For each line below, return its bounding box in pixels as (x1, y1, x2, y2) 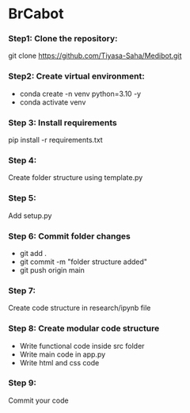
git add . (19, 248, 47, 258)
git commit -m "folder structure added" (19, 257, 148, 266)
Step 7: (8, 285, 36, 296)
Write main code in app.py (19, 350, 106, 359)
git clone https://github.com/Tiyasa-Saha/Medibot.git (8, 51, 182, 60)
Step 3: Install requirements (8, 117, 117, 128)
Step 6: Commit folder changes (8, 231, 131, 242)
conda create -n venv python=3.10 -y (19, 89, 141, 98)
